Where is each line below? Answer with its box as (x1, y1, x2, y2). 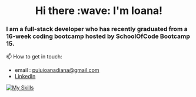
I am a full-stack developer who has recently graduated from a (6, 25, 188, 33)
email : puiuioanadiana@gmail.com (14, 67, 99, 74)
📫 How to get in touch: (6, 53, 63, 60)
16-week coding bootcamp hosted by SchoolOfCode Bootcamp (6, 32, 190, 40)
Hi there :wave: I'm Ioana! (35, 4, 163, 18)
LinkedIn (14, 73, 36, 80)
